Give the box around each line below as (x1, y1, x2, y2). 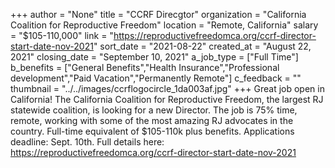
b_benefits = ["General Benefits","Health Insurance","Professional (10, 62, 280, 73)
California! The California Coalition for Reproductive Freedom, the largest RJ (10, 94, 324, 105)
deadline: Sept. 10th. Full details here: (10, 136, 165, 148)
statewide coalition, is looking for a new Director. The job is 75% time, (10, 104, 298, 116)
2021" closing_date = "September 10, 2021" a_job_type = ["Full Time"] (10, 51, 299, 63)
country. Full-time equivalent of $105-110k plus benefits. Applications (10, 125, 295, 137)
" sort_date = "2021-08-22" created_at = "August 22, (93, 40, 312, 52)
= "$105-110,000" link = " (10, 30, 114, 41)
